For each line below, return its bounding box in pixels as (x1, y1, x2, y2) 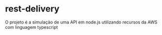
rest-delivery (5, 3, 60, 14)
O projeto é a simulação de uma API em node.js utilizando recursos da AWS (5, 19, 158, 25)
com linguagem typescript (5, 24, 58, 30)
